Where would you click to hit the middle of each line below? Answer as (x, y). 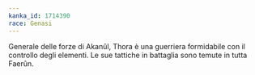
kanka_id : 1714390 (39, 16)
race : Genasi (30, 23)
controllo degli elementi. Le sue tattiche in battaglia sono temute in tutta (128, 55)
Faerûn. (21, 63)
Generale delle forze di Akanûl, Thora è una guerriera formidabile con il (127, 46)
